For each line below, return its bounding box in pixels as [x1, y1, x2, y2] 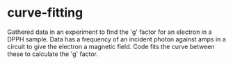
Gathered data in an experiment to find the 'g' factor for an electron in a [7, 28, 212, 36]
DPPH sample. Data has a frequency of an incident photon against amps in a [7, 35, 226, 43]
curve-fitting [7, 5, 83, 21]
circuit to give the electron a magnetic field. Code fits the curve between [7, 42, 215, 50]
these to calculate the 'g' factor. [7, 50, 99, 58]
